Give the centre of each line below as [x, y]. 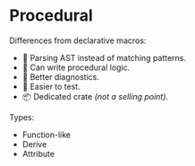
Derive [34, 144]
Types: [22, 117]
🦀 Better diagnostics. [61, 76]
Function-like [47, 135]
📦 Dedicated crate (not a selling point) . [95, 96]
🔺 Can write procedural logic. [76, 67]
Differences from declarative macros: [78, 40]
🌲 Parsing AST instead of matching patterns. [104, 57]
